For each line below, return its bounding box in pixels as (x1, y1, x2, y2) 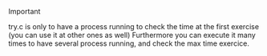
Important (8, 7, 41, 16)
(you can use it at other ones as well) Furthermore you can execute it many (8, 31, 257, 39)
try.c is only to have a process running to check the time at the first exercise (8, 22, 259, 31)
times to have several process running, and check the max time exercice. (8, 39, 250, 48)
